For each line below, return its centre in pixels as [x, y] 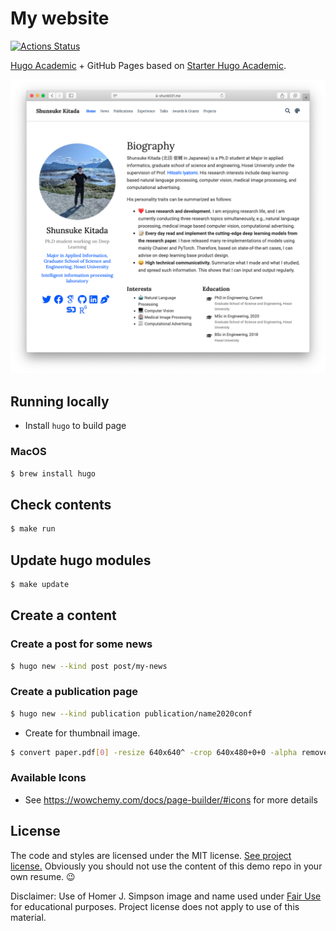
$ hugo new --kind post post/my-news [89, 666]
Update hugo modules [81, 560]
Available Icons [48, 778]
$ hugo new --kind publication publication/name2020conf [131, 713]
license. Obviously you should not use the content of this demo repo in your [166, 866]
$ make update [40, 584]
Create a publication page [74, 692]
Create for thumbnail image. [82, 733]
